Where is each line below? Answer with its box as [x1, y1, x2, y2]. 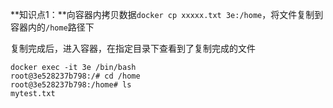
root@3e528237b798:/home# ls [10, 80, 132, 90]
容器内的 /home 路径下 [10, 21, 95, 33]
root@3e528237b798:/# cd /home [10, 71, 141, 81]
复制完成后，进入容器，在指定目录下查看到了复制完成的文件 [10, 43, 256, 54]
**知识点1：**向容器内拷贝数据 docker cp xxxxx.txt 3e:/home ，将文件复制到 [10, 9, 324, 20]
